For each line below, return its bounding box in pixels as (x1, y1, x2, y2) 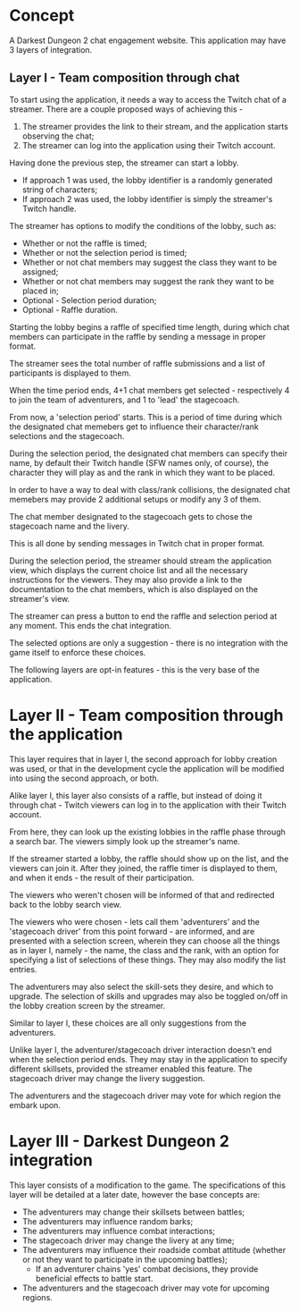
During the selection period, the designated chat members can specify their (9, 448, 288, 459)
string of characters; (21, 184, 98, 195)
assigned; (21, 266, 59, 277)
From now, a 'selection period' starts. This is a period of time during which (9, 411, 283, 422)
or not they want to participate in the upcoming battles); (21, 1254, 228, 1265)
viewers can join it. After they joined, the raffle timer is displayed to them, (9, 862, 278, 873)
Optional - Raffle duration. (21, 304, 119, 315)
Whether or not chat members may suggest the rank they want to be (21, 275, 275, 286)
